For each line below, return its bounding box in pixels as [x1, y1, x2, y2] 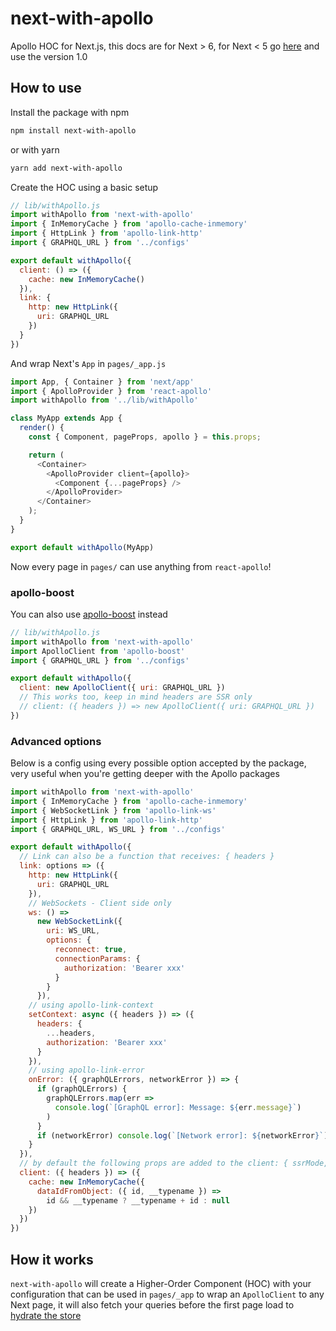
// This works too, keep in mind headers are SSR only [19, 692, 253, 702]
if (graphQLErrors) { [36, 1084, 128, 1094]
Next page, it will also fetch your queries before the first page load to [10, 1299, 295, 1311]
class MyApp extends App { [10, 413, 123, 424]
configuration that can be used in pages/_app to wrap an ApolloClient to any [10, 1288, 325, 1301]
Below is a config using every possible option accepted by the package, [10, 757, 307, 769]
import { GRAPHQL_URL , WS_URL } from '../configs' [10, 824, 226, 834]
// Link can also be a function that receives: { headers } [19, 852, 275, 862]
